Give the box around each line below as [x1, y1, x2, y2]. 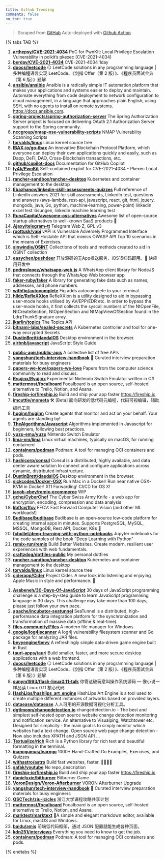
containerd [12, 442, 35, 448]
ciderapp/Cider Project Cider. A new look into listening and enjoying [12, 573, 151, 579]
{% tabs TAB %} [5, 39, 39, 45]
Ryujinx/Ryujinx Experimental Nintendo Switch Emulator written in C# [12, 376, 154, 382]
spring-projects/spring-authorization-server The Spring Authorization [12, 114, 159, 120]
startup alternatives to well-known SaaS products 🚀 [12, 218, 117, 224]
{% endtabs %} [5, 849, 37, 855]
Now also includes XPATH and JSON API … [12, 733, 100, 739]
